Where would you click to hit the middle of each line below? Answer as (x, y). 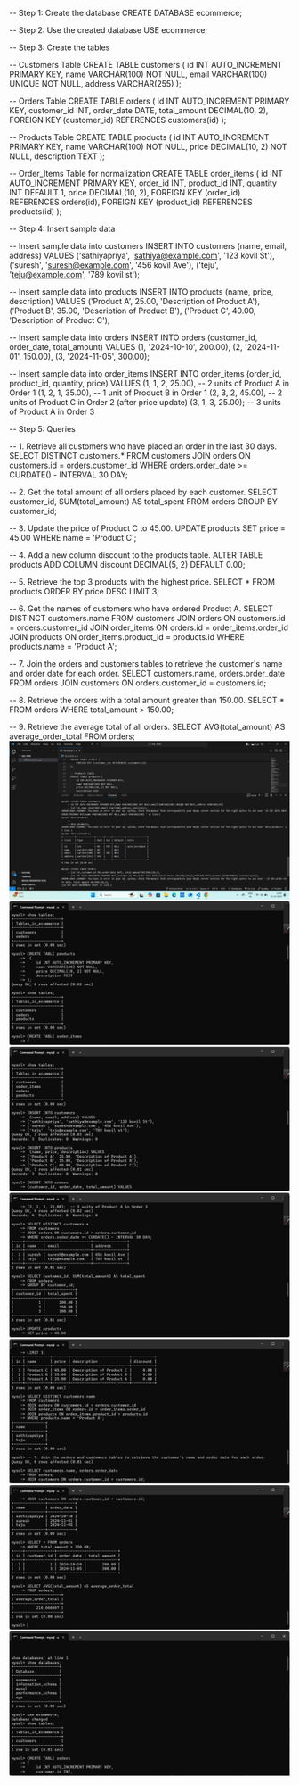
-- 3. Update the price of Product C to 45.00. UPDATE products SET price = (148, 528)
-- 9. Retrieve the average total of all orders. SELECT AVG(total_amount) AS (147, 727)
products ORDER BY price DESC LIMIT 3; (85, 591)
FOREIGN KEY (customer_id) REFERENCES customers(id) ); (118, 120)
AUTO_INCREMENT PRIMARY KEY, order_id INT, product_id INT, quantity (143, 183)
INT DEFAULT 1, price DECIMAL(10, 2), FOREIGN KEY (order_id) (125, 192)
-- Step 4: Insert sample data (62, 228)
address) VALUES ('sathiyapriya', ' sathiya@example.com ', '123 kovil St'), (142, 255)
